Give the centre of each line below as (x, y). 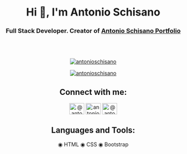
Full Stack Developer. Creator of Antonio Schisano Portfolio (93, 31)
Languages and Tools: (93, 130)
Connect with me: (93, 92)
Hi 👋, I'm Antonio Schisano (93, 12)
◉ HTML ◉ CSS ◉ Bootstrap (93, 144)
